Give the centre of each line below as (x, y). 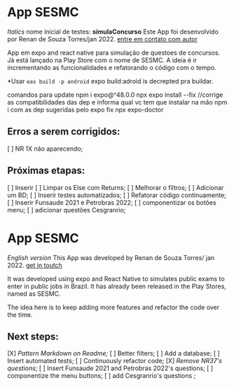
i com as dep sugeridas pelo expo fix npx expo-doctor (85, 109)
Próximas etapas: (46, 171)
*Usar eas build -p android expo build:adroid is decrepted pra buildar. (110, 81)
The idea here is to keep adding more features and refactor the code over (113, 307)
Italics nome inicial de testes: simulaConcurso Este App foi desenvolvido (113, 32)
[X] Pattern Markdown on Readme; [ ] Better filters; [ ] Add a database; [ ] (114, 353)
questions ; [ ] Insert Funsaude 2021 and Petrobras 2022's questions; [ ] (110, 368)
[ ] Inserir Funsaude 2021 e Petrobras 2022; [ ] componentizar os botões (112, 202)
